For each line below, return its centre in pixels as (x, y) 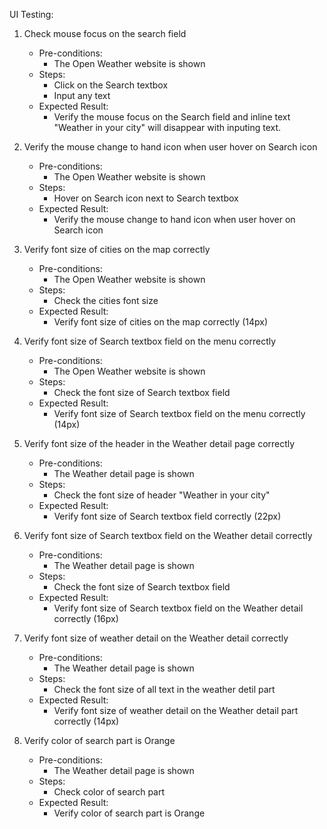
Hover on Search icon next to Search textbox (146, 198)
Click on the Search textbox (111, 85)
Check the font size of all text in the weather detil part (164, 689)
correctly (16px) (86, 618)
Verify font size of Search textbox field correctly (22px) (167, 516)
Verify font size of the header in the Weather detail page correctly (159, 443)
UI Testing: (31, 14)
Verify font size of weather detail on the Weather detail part (176, 710)
